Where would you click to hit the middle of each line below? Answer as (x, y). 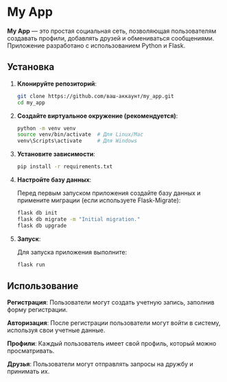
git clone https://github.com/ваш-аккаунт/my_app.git (95, 96)
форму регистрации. (37, 310)
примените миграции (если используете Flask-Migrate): (99, 200)
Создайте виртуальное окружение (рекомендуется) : (97, 116)
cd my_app (31, 103)
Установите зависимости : (56, 154)
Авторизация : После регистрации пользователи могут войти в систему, (114, 323)
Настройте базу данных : (54, 180)
